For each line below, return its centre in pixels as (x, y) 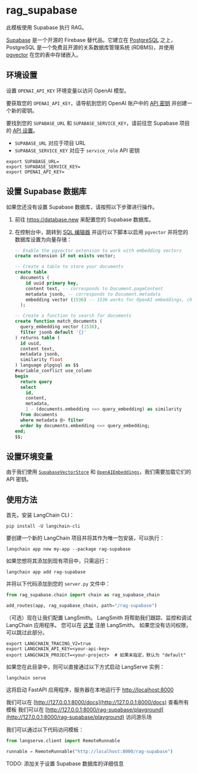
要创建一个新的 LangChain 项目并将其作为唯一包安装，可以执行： (85, 538)
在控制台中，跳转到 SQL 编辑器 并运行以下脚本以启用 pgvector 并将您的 (101, 232)
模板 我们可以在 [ (27, 709)
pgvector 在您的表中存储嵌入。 (44, 54)
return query (36, 382)
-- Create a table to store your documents (69, 267)
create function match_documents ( (59, 321)
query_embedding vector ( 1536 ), (60, 327)
